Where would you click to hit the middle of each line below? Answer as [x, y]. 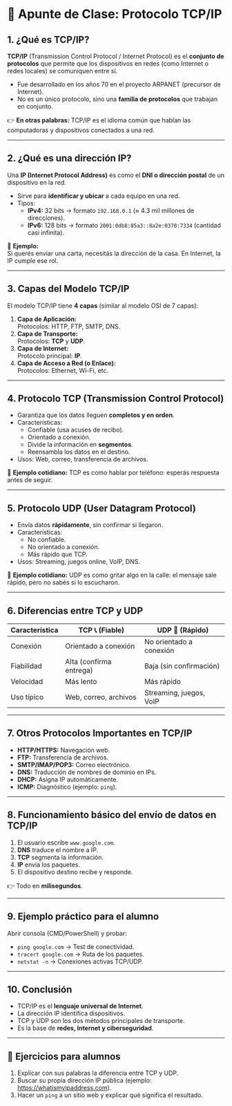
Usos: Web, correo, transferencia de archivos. [83, 459]
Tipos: [26, 203]
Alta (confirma [88, 662]
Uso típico [27, 697]
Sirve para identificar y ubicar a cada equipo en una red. [98, 196]
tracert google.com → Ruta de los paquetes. [81, 954]
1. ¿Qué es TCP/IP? [48, 40]
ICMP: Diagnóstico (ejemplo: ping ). [67, 786]
